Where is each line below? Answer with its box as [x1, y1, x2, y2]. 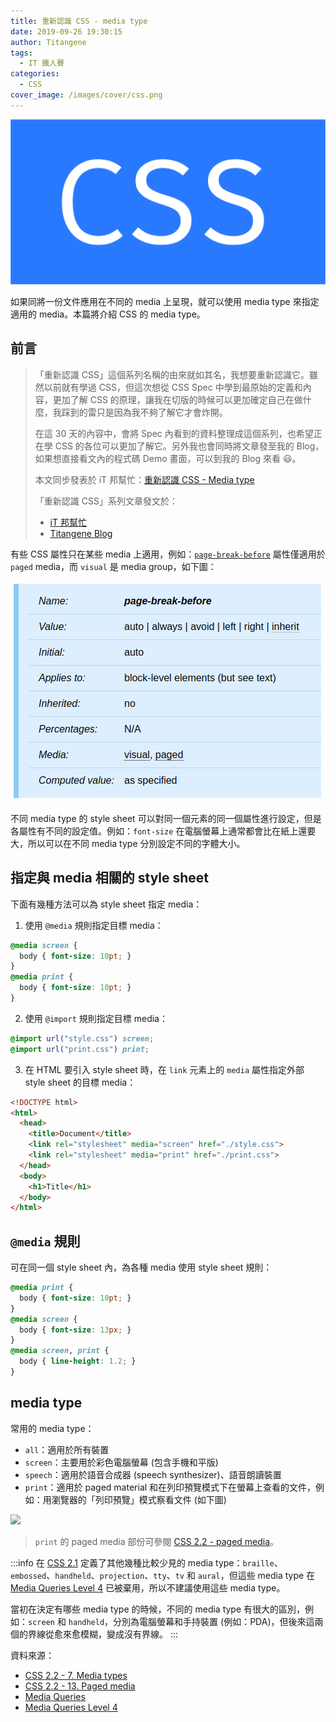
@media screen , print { [10, 1346, 110, 1356]
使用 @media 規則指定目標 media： [24, 919, 164, 931]
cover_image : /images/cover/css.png [10, 90, 163, 100]
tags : [10, 48, 33, 58]
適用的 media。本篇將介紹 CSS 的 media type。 [10, 308, 206, 320]
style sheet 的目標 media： [24, 1076, 137, 1088]
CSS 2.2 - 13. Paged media [24, 1680, 136, 1692]
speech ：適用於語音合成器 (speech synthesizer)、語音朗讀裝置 [24, 1468, 282, 1480]
